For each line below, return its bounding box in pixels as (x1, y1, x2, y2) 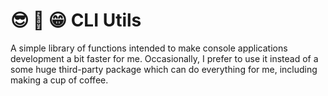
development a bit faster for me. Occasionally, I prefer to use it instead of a (10, 52, 319, 64)
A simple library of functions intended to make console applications (10, 42, 288, 54)
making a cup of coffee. (10, 74, 109, 86)
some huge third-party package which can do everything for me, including (10, 63, 318, 75)
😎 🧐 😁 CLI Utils (10, 9, 142, 32)
